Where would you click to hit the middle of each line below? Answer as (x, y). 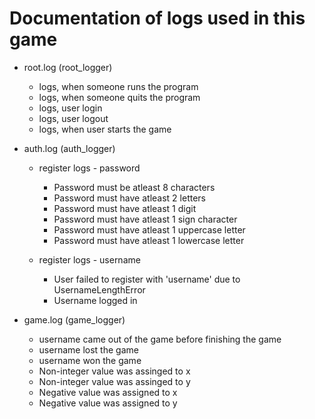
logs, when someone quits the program (119, 97)
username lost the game (88, 349)
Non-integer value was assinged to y (114, 381)
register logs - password (89, 168)
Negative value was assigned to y (108, 403)
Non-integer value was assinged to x (114, 371)
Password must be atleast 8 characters (134, 187)
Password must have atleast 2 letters (129, 198)
